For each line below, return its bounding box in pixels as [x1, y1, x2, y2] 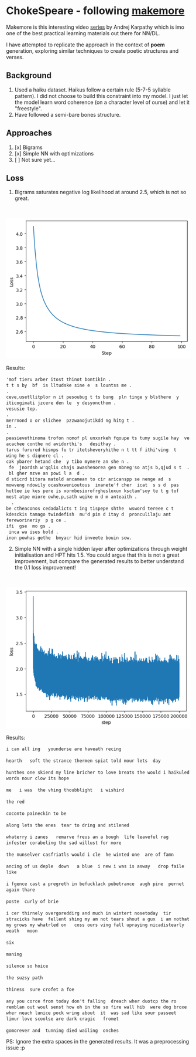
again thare [6, 887, 35, 893]
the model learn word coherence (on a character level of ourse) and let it [14, 99, 190, 106]
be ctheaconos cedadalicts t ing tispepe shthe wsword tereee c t [6, 506, 174, 511]
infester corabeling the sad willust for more [6, 840, 122, 846]
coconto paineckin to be [6, 811, 67, 817]
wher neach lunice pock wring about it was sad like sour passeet [6, 1010, 177, 1016]
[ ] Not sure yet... [14, 156, 56, 163]
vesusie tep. [6, 406, 38, 412]
